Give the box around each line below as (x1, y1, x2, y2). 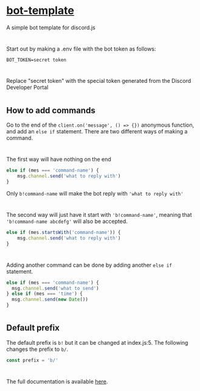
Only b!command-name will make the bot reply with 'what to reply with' (6, 189, 184, 197)
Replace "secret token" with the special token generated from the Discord (6, 77, 191, 85)
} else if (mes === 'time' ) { (6, 291, 83, 297)
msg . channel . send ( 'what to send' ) (12, 285, 99, 291)
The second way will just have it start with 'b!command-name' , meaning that (6, 211, 192, 218)
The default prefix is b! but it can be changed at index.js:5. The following (6, 339, 188, 346)
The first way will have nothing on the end (6, 156, 111, 163)
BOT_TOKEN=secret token (6, 57, 67, 63)
